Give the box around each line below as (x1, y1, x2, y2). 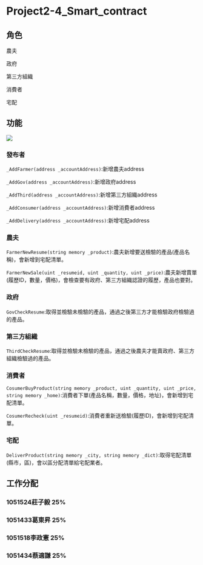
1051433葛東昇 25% (6, 515, 67, 524)
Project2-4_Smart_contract (6, 4, 147, 18)
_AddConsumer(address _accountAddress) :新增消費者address (6, 204, 155, 212)
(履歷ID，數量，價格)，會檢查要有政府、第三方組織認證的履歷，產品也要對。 (6, 276, 196, 284)
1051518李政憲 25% (6, 533, 65, 542)
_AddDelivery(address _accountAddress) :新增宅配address (6, 217, 150, 224)
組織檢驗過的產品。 (6, 355, 55, 362)
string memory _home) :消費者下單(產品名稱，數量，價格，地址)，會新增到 (6, 392, 188, 399)
